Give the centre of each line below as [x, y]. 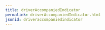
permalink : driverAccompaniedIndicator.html [53, 15]
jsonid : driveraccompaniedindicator [44, 19]
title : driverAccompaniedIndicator [43, 10]
